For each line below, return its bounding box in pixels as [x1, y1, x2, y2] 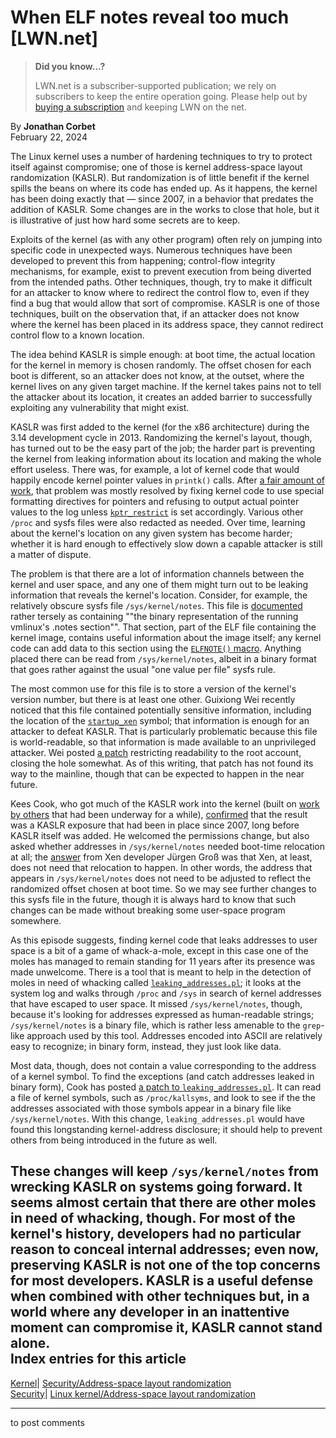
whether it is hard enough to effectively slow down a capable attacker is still [10, 537, 323, 550]
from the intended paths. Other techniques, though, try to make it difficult [10, 276, 313, 288]
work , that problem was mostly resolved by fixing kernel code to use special [10, 484, 325, 496]
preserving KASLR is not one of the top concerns [10, 1257, 321, 1274]
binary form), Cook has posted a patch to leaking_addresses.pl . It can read [10, 1081, 322, 1093]
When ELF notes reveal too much [10, 6, 290, 29]
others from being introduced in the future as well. [10, 1134, 218, 1146]
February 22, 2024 [10, 131, 88, 143]
